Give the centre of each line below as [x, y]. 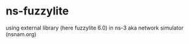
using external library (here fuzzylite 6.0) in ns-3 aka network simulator [94, 28]
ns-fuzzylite [37, 11]
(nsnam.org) [21, 34]
